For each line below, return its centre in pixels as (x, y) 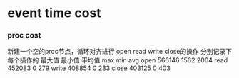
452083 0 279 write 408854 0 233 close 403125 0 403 (89, 68)
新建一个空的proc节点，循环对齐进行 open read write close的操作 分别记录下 (120, 52)
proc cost (24, 35)
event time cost (54, 13)
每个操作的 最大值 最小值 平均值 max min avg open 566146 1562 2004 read (118, 60)
